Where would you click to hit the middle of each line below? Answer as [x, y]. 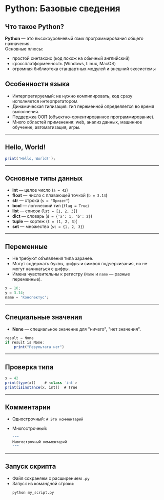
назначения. [18, 44]
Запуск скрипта [31, 466]
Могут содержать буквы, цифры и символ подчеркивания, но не [80, 264]
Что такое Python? [35, 27]
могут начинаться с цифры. [41, 269]
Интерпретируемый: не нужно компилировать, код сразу [72, 96]
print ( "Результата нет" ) [39, 347]
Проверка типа [29, 367]
